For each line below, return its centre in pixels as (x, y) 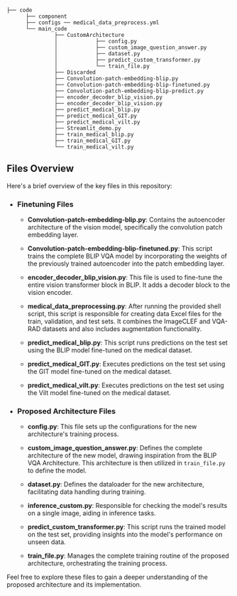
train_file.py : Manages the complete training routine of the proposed (128, 556)
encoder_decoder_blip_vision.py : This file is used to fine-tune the (125, 278)
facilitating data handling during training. (87, 492)
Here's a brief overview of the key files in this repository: (89, 185)
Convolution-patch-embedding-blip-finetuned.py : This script (120, 249)
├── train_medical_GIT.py (93, 141)
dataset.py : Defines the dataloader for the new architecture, (116, 484)
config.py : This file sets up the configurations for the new (112, 427)
